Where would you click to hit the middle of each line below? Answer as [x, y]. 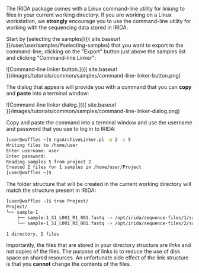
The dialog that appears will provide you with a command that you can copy [99, 87]
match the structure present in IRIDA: [51, 190]
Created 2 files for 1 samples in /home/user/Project [74, 167]
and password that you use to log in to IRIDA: [61, 129]
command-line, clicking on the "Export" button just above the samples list [96, 52]
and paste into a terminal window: [48, 93]
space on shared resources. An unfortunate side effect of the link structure [97, 258]
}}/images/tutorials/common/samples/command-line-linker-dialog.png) [93, 111]
